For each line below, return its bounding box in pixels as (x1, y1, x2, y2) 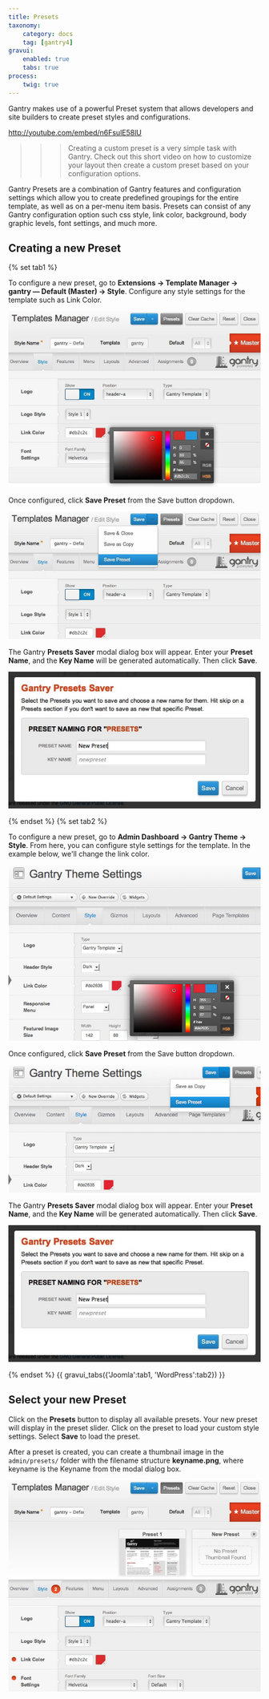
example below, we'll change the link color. (8, 849, 150, 858)
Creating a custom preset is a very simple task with (67, 143, 237, 152)
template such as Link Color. (8, 295, 102, 305)
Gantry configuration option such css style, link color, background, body (8, 209, 247, 220)
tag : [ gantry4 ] (22, 38, 74, 46)
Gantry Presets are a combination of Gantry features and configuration (8, 184, 242, 194)
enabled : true (22, 55, 70, 63)
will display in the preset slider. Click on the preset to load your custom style (8, 1423, 260, 1432)
